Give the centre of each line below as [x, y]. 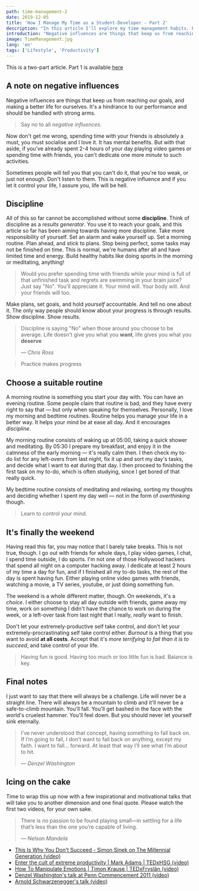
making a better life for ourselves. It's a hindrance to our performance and [97, 106]
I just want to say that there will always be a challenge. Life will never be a [96, 696]
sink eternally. [23, 721]
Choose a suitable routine [54, 383]
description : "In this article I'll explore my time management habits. [98, 28]
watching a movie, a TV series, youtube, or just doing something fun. [90, 584]
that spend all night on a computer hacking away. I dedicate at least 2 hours [99, 565]
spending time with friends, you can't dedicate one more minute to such [94, 154]
